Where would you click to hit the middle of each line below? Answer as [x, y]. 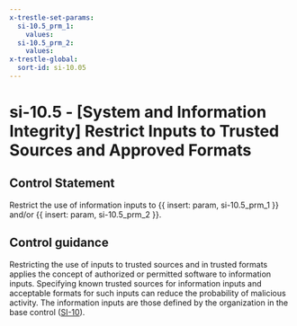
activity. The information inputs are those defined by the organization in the [149, 303]
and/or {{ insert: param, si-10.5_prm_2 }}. [85, 214]
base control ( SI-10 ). [47, 312]
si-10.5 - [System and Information [138, 112]
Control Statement [62, 184]
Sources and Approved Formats [130, 150]
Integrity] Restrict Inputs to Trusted [144, 132]
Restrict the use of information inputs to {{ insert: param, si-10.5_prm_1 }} [144, 205]
